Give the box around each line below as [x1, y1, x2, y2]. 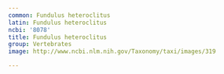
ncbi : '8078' [8, 26, 51, 33]
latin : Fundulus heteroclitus [8, 19, 108, 26]
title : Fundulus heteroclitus [8, 33, 108, 41]
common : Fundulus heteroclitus [8, 11, 111, 19]
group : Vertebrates [8, 41, 72, 48]
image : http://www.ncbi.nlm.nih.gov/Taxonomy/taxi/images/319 [8, 48, 216, 55]
